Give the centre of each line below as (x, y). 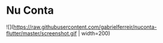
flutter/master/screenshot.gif (41, 33)
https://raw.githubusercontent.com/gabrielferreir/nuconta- (85, 27)
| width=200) (94, 33)
